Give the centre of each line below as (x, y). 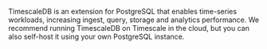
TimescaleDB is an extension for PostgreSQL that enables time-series (123, 11)
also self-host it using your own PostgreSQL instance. (96, 36)
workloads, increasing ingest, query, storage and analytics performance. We (134, 20)
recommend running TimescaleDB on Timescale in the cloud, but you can (129, 28)
